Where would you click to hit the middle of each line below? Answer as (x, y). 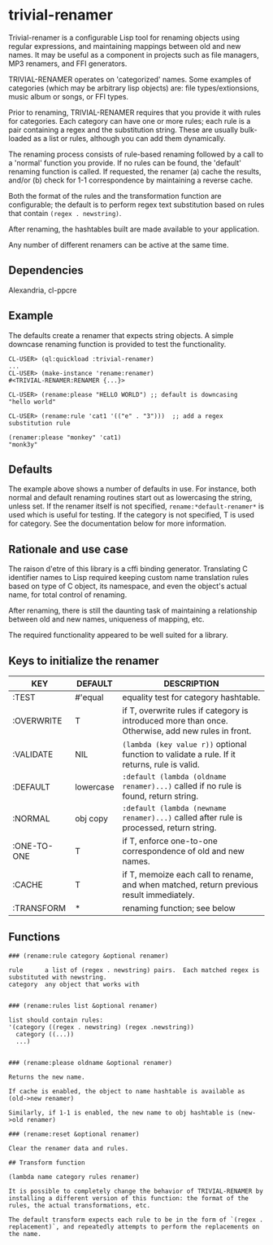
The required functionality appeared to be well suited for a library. (119, 635)
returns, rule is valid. (161, 765)
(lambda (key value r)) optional (184, 744)
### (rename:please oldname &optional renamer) (91, 1062)
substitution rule (39, 423)
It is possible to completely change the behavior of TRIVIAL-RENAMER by (136, 1191)
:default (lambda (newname (174, 808)
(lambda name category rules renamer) (74, 1177)
